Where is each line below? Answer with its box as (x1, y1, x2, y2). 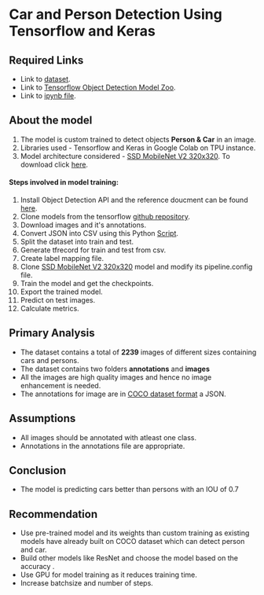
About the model (9, 114, 93, 127)
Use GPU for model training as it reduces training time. (20, 570, 197, 579)
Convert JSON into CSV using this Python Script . (20, 229, 179, 238)
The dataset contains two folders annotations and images (20, 364, 211, 373)
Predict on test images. (20, 296, 96, 305)
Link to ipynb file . (20, 91, 77, 100)
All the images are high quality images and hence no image (20, 372, 212, 382)
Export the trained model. (20, 287, 103, 296)
